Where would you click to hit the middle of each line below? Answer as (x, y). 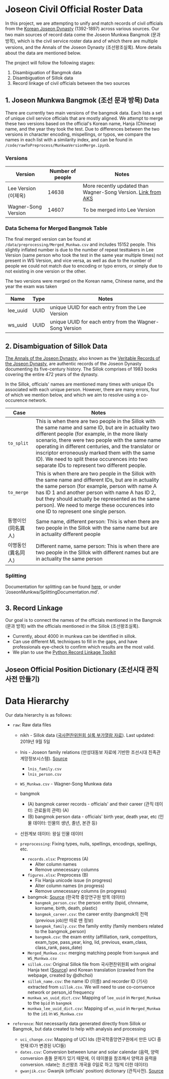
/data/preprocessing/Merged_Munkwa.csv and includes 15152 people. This (80, 245)
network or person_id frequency (61, 992)
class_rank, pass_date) (59, 947)
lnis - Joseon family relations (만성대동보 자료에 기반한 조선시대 (83, 752)
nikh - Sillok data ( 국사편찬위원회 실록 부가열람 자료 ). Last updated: (87, 735)
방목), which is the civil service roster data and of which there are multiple (81, 41)
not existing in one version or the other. (46, 272)
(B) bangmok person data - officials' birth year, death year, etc (92, 817)
